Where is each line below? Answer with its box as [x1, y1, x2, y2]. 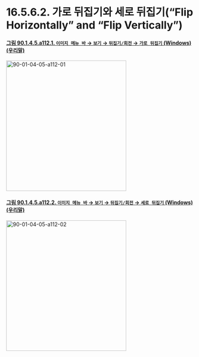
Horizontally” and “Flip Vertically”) [6, 18, 183, 32]
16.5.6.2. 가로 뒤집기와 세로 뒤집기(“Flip [6, 5, 194, 19]
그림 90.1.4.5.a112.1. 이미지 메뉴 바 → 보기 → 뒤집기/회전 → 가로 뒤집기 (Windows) [6, 39, 192, 46]
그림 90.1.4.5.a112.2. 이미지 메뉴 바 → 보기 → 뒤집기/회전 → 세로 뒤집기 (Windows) [6, 199, 193, 206]
